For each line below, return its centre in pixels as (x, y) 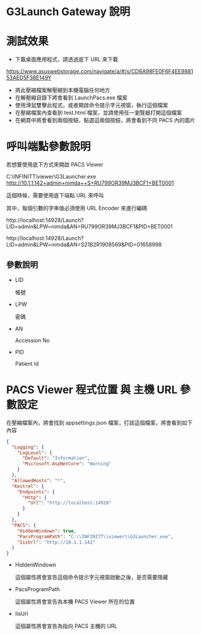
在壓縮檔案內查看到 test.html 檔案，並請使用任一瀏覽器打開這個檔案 (98, 113)
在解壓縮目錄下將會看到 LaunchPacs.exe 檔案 (71, 98)
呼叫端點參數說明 (49, 147)
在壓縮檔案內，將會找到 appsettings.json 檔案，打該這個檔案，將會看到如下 (99, 422)
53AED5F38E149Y (29, 78)
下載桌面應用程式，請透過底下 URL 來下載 (66, 60)
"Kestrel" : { (28, 486)
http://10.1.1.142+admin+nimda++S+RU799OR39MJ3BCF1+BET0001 (90, 183)
